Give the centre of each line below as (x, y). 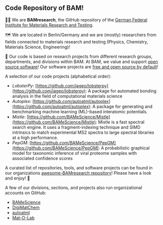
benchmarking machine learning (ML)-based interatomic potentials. (80, 111)
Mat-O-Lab (23, 218)
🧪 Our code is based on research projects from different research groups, (79, 56)
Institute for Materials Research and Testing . (49, 25)
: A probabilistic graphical (124, 148)
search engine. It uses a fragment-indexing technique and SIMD (76, 127)
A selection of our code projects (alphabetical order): (58, 76)
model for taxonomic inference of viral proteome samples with (74, 153)
